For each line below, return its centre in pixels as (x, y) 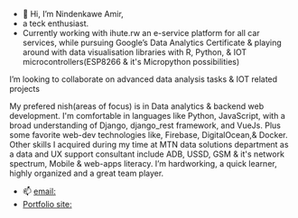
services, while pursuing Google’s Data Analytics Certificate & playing (152, 42)
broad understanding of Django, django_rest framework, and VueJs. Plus (145, 125)
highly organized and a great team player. (87, 173)
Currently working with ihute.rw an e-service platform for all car (141, 33)
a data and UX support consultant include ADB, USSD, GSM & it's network (147, 154)
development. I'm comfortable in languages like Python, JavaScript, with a (148, 116)
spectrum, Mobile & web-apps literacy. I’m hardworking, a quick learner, (143, 163)
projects (25, 89)
